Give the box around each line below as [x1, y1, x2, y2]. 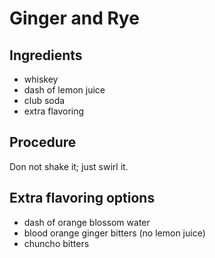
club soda [23, 95, 66, 106]
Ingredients [9, 47, 83, 64]
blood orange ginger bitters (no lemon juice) [23, 227, 206, 239]
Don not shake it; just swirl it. [9, 160, 129, 172]
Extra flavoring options [9, 190, 156, 207]
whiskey [23, 73, 59, 85]
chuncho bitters [23, 237, 90, 249]
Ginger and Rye [9, 7, 140, 30]
